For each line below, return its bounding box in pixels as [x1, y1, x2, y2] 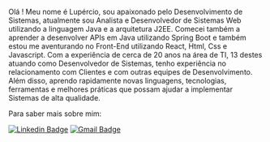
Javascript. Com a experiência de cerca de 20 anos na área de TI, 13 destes [8, 50, 263, 59]
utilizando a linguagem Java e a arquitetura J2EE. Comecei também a [8, 24, 241, 33]
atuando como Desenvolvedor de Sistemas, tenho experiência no [8, 58, 227, 68]
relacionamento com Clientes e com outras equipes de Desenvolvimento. [8, 67, 253, 76]
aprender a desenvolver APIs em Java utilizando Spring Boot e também [8, 32, 246, 42]
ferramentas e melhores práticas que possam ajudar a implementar [8, 84, 234, 94]
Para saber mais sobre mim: [8, 109, 102, 118]
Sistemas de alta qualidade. [8, 93, 101, 102]
